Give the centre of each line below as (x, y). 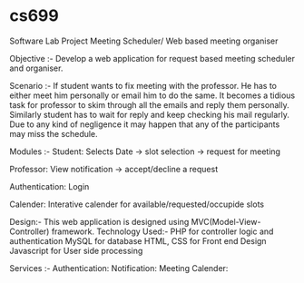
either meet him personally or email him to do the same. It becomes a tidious (152, 95)
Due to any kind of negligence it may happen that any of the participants (145, 124)
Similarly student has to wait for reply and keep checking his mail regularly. (150, 114)
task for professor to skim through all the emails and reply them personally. (149, 104)
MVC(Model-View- (226, 221)
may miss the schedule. (54, 133)
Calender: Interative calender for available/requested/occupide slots (137, 204)
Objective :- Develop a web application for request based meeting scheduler (152, 58)
